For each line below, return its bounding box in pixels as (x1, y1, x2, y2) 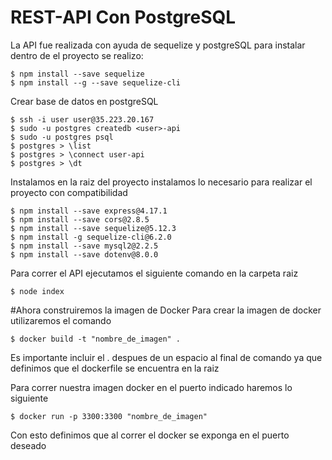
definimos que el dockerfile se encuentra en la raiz (10, 362, 220, 374)
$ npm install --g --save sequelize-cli (10, 77, 182, 88)
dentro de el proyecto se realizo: (10, 49, 144, 61)
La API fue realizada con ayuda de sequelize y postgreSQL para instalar (10, 39, 306, 51)
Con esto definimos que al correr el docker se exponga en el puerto (10, 429, 290, 441)
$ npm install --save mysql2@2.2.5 (10, 241, 159, 251)
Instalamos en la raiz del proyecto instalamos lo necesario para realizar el (10, 176, 313, 188)
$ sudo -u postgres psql (10, 132, 114, 142)
